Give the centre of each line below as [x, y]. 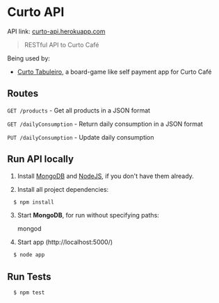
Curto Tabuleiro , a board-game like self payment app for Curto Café [114, 72]
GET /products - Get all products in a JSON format [79, 110]
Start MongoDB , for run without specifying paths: [88, 215]
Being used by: [29, 58]
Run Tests [29, 276]
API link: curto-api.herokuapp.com [56, 31]
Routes [23, 93]
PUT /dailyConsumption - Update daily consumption [81, 137]
